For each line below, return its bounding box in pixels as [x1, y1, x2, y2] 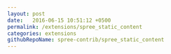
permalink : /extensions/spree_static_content [7, 23, 142, 30]
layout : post [7, 10, 46, 18]
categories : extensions [7, 29, 77, 37]
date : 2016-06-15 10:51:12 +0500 [7, 17, 111, 24]
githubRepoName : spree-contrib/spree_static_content [7, 36, 165, 43]
